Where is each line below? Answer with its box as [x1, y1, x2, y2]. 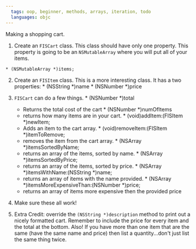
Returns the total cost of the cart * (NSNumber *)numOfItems [22, 106, 172, 113]
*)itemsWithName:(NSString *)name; [22, 168, 113, 175]
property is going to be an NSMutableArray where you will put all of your [14, 48, 188, 55]
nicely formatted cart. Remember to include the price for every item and [14, 217, 190, 224]
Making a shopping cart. [5, 30, 65, 37]
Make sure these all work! [14, 199, 77, 206]
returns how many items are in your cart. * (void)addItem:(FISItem [22, 112, 184, 119]
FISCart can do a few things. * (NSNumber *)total [14, 94, 135, 101]
